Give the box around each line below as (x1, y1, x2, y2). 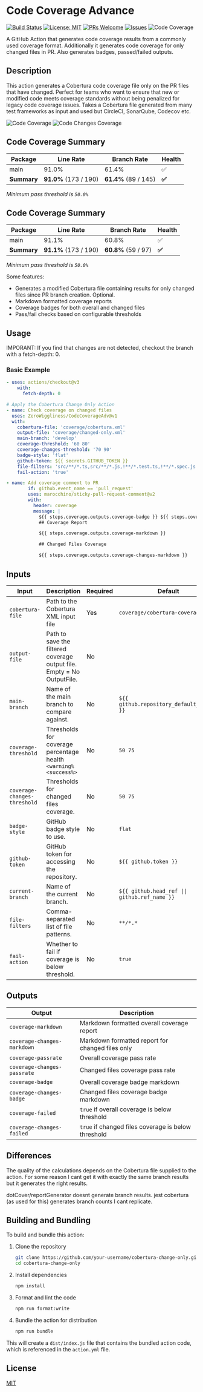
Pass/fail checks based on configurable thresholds (14, 310, 142, 318)
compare (46, 707, 72, 716)
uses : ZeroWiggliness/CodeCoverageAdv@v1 (11, 413, 118, 419)
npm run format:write (14, 1305, 69, 1312)
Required (86, 586, 114, 595)
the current (46, 890, 78, 898)
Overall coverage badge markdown (79, 1078, 180, 1086)
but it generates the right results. (6, 1180, 88, 1187)
